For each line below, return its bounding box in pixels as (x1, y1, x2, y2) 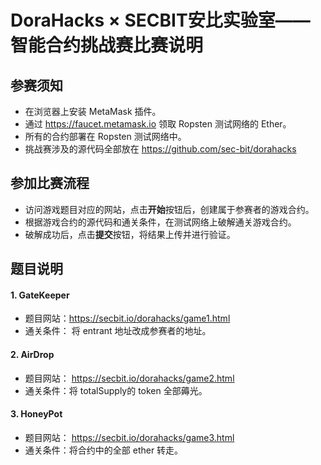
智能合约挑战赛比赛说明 (10, 34, 204, 57)
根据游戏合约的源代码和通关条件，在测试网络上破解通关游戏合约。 (24, 216, 297, 228)
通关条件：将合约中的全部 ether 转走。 (24, 444, 184, 456)
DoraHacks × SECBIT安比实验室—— (10, 9, 311, 32)
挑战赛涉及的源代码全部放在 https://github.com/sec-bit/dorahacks (24, 143, 297, 155)
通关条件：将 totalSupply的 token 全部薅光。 (24, 384, 208, 396)
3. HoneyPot (10, 408, 63, 420)
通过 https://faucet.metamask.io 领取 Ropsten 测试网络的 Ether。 (24, 118, 292, 130)
